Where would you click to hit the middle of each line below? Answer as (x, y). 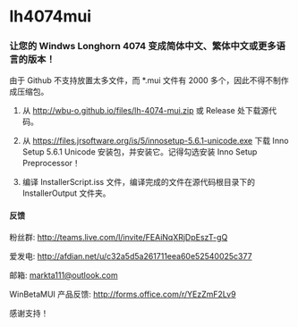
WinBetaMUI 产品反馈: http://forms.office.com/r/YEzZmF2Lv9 (123, 294)
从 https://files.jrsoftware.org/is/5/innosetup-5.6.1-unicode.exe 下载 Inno (155, 141)
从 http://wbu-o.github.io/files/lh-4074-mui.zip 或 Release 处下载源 (145, 111)
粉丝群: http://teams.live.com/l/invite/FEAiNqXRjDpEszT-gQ (119, 237)
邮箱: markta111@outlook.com (64, 275)
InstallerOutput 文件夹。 (66, 193)
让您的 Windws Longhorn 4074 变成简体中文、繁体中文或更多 (143, 46)
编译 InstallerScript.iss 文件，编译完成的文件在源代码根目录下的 (138, 182)
